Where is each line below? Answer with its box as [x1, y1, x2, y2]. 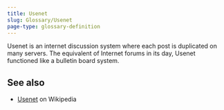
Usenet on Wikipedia [17, 95, 77, 104]
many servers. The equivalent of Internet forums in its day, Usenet [7, 49, 196, 57]
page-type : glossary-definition [7, 23, 100, 30]
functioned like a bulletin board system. [7, 57, 120, 65]
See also [7, 77, 45, 89]
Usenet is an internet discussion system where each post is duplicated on [7, 42, 218, 51]
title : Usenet [7, 10, 48, 17]
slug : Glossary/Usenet [7, 17, 73, 24]
